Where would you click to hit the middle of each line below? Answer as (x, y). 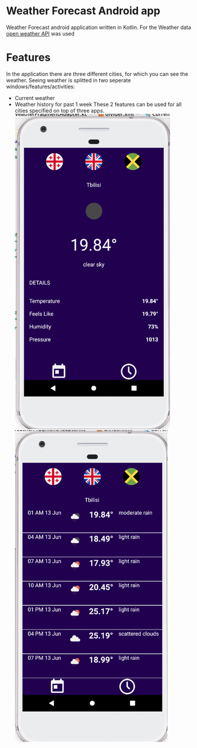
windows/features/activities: (41, 86)
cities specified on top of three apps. (59, 110)
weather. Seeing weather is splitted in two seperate (69, 80)
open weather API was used (41, 33)
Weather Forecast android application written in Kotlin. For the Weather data (98, 27)
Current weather (35, 98)
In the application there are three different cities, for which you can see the (97, 74)
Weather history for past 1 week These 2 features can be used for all (98, 104)
